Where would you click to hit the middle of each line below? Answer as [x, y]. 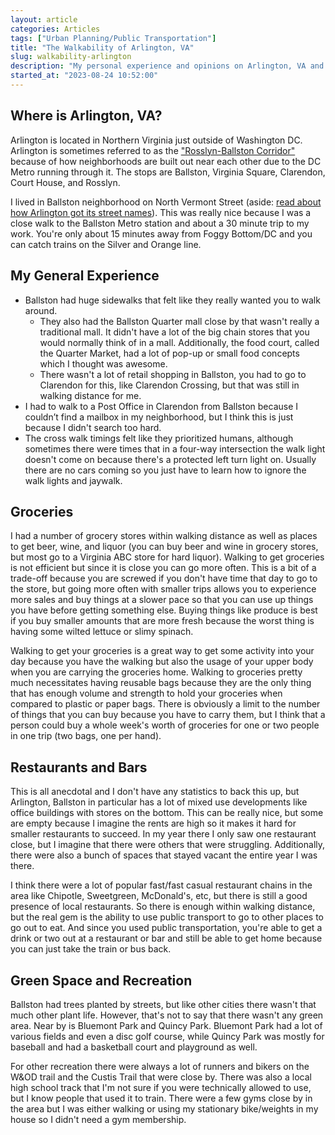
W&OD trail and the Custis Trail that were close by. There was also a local [161, 1077]
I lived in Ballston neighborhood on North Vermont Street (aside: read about [166, 202]
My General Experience [85, 276]
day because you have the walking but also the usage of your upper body [162, 662]
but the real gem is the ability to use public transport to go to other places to [167, 917]
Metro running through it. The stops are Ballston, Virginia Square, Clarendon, [168, 172]
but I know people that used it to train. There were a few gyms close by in [161, 1098]
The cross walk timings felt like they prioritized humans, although [159, 438]
